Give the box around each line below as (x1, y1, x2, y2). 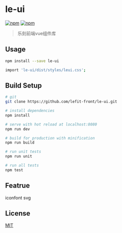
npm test (5, 167, 23, 172)
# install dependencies (5, 108, 55, 113)
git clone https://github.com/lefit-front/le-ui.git (5, 99, 117, 104)
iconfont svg (5, 194, 31, 200)
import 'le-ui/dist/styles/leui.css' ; (5, 67, 86, 72)
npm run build (5, 140, 35, 145)
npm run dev (5, 126, 30, 131)
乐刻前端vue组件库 (17, 30, 56, 36)
